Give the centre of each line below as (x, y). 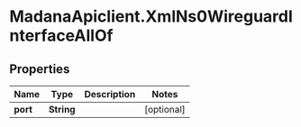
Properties (40, 69)
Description (110, 94)
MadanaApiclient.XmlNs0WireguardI (151, 17)
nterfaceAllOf (61, 36)
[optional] (165, 109)
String (62, 109)
